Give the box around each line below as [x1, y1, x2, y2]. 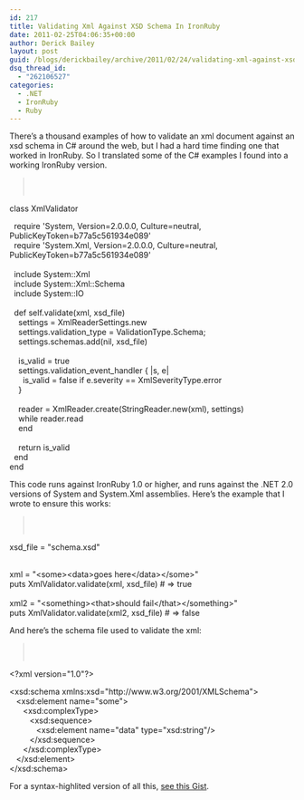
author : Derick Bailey [9, 38, 95, 48]
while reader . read [17, 413, 84, 424]
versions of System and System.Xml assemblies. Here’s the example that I [9, 488, 285, 499]
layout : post [9, 47, 59, 56]
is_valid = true [17, 355, 71, 367]
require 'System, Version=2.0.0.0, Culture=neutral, [13, 221, 202, 232]
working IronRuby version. [9, 159, 108, 170]
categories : [9, 81, 54, 90]
